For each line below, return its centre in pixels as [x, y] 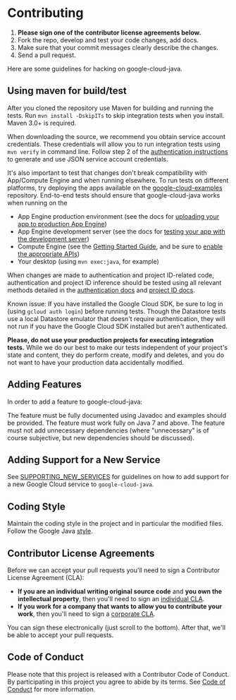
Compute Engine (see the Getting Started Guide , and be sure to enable [120, 246]
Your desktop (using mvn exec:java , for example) [88, 261]
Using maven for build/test [67, 91]
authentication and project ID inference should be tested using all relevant [114, 282]
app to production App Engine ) [62, 224]
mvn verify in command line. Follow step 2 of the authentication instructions [118, 151]
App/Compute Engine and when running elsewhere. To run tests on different [118, 180]
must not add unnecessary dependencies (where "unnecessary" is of [108, 430]
